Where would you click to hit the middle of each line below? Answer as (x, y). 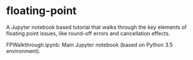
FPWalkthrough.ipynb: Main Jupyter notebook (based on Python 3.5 (90, 45)
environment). (23, 51)
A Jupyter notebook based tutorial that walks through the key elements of (96, 27)
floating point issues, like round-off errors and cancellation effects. (88, 33)
